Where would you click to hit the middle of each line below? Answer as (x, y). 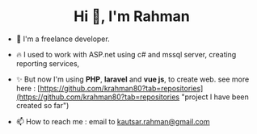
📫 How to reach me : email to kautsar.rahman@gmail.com (113, 121)
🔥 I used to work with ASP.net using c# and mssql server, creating (126, 54)
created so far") (42, 105)
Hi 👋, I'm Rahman (132, 17)
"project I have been (215, 97)
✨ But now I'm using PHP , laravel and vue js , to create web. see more (133, 79)
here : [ (28, 88)
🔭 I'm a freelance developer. (63, 39)
